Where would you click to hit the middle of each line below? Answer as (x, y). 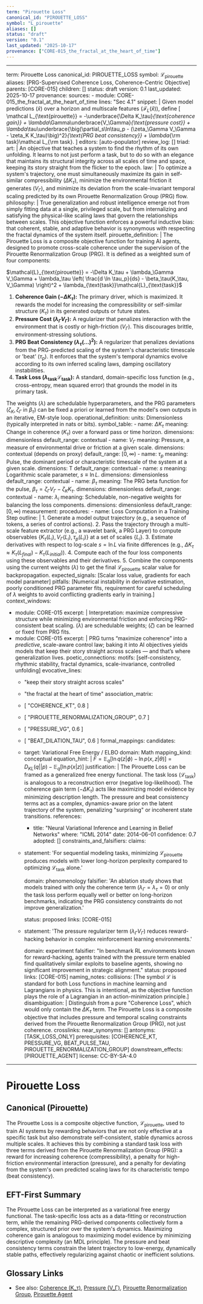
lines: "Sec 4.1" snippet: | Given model (146, 102)
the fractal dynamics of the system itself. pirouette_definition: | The (90, 235)
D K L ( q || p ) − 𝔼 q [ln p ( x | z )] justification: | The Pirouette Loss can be (105, 767)
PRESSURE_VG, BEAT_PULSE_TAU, (67, 1043)
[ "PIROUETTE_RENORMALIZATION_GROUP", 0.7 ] (87, 717)
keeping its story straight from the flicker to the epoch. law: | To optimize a (99, 167)
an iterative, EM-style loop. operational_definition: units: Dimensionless (95, 417)
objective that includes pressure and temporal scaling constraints (105, 1017)
